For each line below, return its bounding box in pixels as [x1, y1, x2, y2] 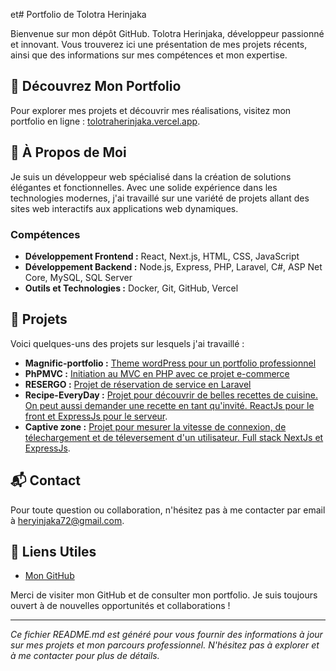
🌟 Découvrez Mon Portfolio [10, 78, 182, 95]
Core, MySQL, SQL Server [24, 271, 133, 283]
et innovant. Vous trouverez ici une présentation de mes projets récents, [10, 39, 308, 50]
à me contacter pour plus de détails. [10, 650, 160, 662]
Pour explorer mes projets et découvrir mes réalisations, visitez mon [10, 104, 292, 116]
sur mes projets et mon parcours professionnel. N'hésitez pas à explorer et [10, 639, 320, 651]
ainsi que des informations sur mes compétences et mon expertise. [10, 49, 288, 61]
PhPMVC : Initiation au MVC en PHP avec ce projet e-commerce [24, 367, 290, 379]
